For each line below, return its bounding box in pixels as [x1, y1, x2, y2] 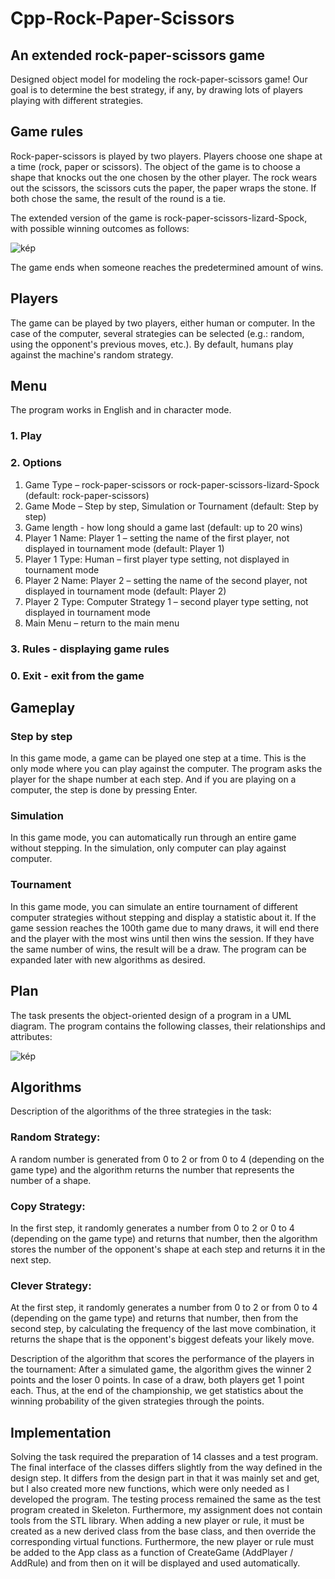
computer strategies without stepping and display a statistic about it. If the [10, 911, 317, 923]
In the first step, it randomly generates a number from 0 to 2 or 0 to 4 [10, 1222, 295, 1234]
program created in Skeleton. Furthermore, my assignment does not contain [10, 1504, 323, 1516]
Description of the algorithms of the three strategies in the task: [10, 1105, 272, 1117]
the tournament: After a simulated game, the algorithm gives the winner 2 [10, 1363, 312, 1376]
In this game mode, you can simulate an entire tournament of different [10, 900, 298, 912]
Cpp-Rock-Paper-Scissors [10, 7, 235, 30]
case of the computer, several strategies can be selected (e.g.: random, [10, 327, 305, 339]
